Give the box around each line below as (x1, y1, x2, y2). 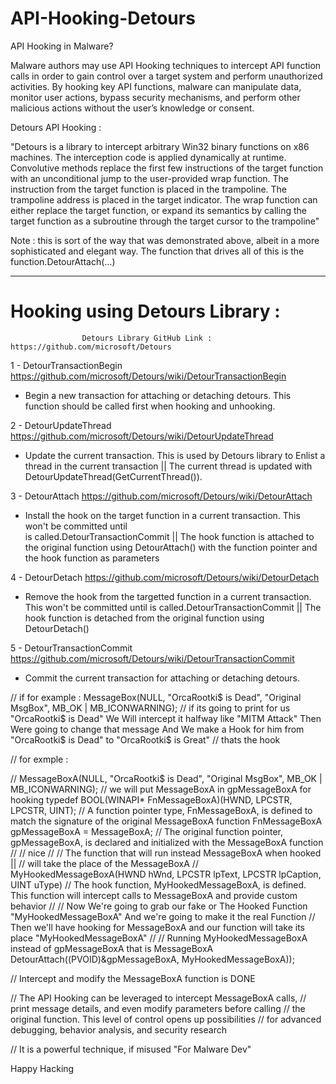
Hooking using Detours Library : (10, 300, 281, 323)
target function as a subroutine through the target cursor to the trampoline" (10, 215, 320, 227)
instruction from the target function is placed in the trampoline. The (10, 183, 288, 195)
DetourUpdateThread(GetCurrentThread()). (24, 470, 203, 482)
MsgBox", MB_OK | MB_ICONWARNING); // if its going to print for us (10, 702, 291, 714)
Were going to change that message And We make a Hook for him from (10, 723, 305, 735)
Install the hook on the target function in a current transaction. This (24, 509, 301, 521)
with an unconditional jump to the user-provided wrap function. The (10, 172, 290, 184)
